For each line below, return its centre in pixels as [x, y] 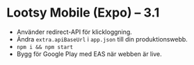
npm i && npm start [45, 47]
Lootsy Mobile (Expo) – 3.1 [83, 13]
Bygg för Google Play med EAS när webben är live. [89, 54]
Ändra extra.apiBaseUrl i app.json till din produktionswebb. [102, 39]
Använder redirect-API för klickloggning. [74, 32]
